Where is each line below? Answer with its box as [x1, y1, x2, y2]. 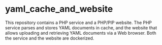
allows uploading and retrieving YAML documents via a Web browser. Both [5, 30, 157, 36]
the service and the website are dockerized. [5, 35, 95, 41]
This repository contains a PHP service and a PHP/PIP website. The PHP [5, 20, 152, 25]
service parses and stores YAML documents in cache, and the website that [5, 24, 158, 30]
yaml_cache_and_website [5, 3, 113, 15]
